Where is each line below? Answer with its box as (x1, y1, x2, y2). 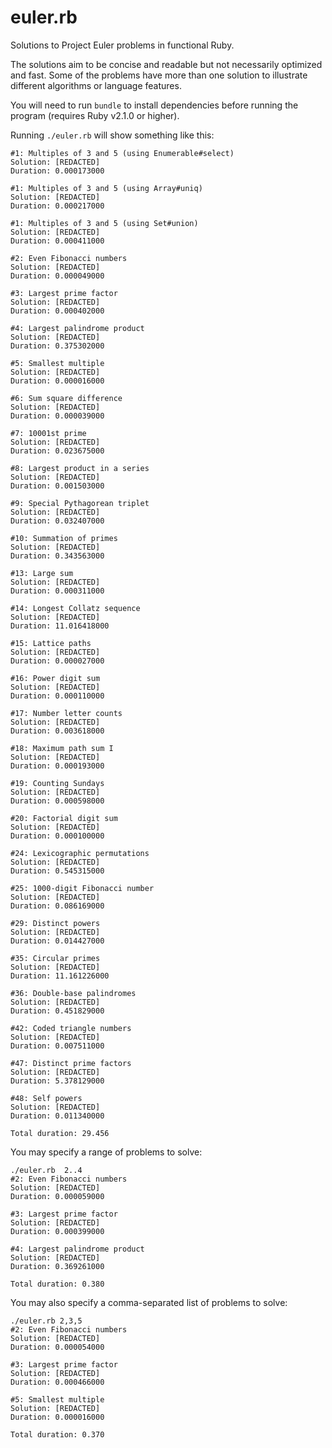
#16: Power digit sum (10, 673, 101, 683)
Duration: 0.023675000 (10, 446, 105, 456)
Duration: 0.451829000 (10, 1006, 105, 1016)
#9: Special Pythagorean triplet (10, 498, 150, 508)
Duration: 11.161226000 (10, 971, 110, 981)
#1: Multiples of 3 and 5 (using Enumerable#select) (10, 148, 235, 158)
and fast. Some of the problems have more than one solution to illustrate (10, 69, 308, 81)
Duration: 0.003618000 (10, 726, 105, 736)
